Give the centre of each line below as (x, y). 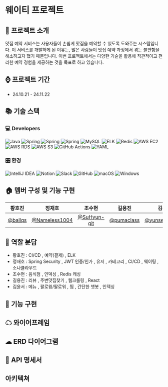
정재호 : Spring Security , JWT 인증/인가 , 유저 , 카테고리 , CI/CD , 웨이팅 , (85, 261)
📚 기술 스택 (22, 111)
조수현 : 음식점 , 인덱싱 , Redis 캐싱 (46, 274)
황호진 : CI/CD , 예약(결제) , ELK (44, 255)
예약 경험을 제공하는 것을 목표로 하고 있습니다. (59, 62)
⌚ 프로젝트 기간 (27, 80)
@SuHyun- (91, 217)
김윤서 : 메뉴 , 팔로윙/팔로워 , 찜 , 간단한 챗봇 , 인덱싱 (63, 286)
